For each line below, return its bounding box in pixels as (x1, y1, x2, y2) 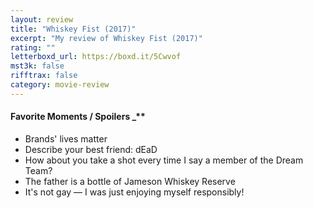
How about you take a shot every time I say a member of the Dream (24, 154, 304, 166)
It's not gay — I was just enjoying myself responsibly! (24, 186, 245, 198)
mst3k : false (10, 61, 65, 71)
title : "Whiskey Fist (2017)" (10, 24, 137, 34)
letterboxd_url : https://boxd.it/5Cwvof (10, 52, 182, 62)
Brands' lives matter (24, 132, 108, 145)
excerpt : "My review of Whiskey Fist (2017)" (10, 33, 203, 43)
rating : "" (10, 42, 56, 53)
